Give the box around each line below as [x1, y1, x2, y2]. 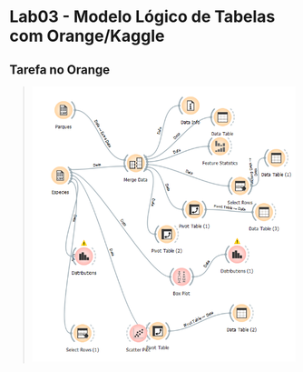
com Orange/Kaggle [9, 25, 165, 46]
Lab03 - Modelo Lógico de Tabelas [9, 6, 276, 27]
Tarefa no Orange [9, 62, 111, 77]
